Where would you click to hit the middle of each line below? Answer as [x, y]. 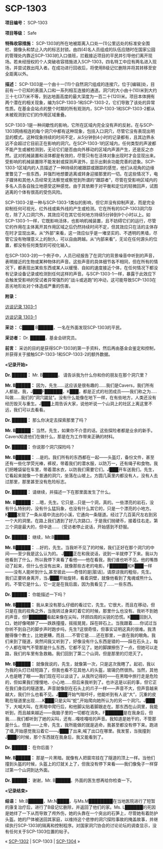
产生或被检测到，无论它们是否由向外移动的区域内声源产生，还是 [77, 149]
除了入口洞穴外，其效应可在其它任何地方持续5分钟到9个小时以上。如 [82, 215]
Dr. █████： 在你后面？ [30, 747]
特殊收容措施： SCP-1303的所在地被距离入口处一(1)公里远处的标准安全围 [78, 43]
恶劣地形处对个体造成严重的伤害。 [39, 286]
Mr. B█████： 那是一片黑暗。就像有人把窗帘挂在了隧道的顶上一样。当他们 [80, 758]
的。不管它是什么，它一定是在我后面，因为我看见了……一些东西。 [70, 584]
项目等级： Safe [21, 33]
